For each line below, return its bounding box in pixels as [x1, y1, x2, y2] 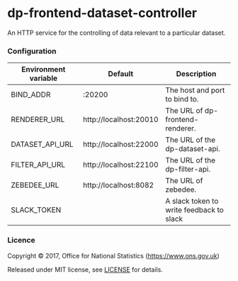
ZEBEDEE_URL [11, 180, 59, 190]
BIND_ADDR [11, 90, 51, 100]
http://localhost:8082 [82, 180, 154, 190]
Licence [7, 236, 35, 246]
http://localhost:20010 [82, 115, 159, 125]
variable [29, 73, 58, 83]
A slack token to [165, 197, 219, 206]
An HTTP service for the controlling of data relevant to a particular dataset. [7, 28, 226, 37]
